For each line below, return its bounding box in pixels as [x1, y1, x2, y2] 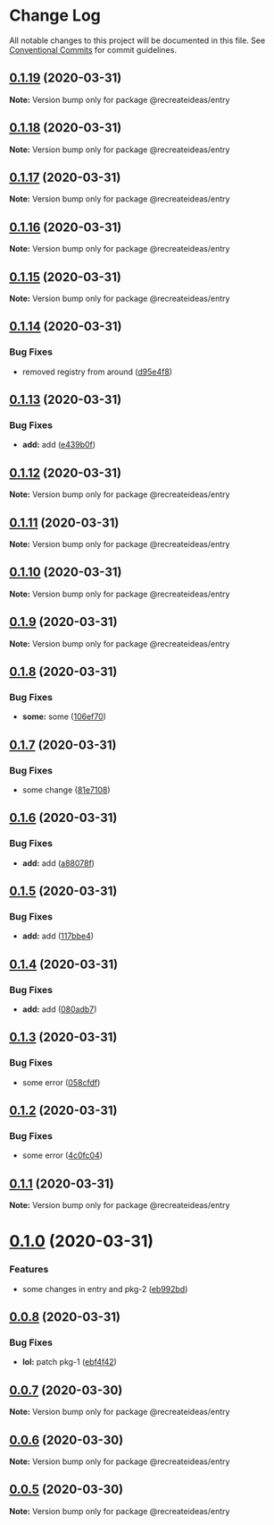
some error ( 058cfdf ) [21, 1076, 101, 1088]
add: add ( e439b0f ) [21, 440, 96, 450]
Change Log [9, 5, 101, 26]
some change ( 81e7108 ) [21, 784, 111, 795]
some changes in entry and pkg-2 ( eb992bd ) [21, 1283, 188, 1294]
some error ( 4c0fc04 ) [21, 1150, 103, 1161]
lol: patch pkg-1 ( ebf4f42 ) [21, 1357, 118, 1367]
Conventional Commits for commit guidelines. [9, 44, 177, 55]
